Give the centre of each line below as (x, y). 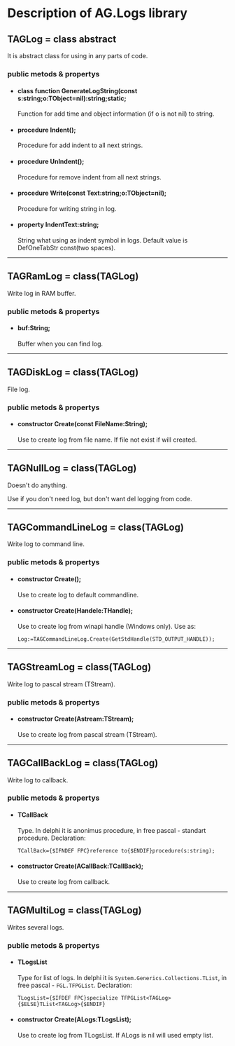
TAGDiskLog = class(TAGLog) (73, 373)
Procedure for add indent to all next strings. (80, 145)
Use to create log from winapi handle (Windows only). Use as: (107, 626)
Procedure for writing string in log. (67, 208)
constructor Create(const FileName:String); (83, 424)
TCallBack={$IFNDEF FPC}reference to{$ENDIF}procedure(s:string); (116, 850)
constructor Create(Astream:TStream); (76, 719)
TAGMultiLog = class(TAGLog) (74, 910)
